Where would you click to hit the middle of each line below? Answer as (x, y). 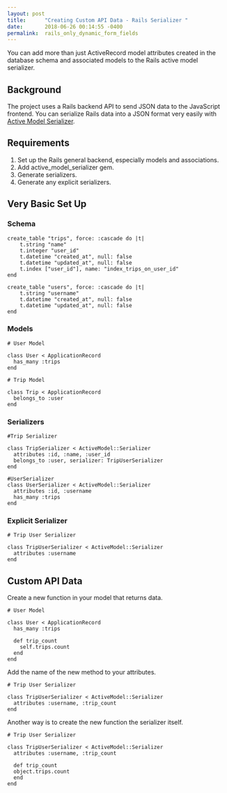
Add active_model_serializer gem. (66, 167)
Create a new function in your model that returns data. (85, 598)
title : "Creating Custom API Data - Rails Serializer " (98, 20)
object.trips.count (42, 772)
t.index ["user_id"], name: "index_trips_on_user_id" (99, 269)
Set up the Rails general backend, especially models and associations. (118, 160)
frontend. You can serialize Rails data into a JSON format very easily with (112, 114)
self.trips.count (45, 647)
